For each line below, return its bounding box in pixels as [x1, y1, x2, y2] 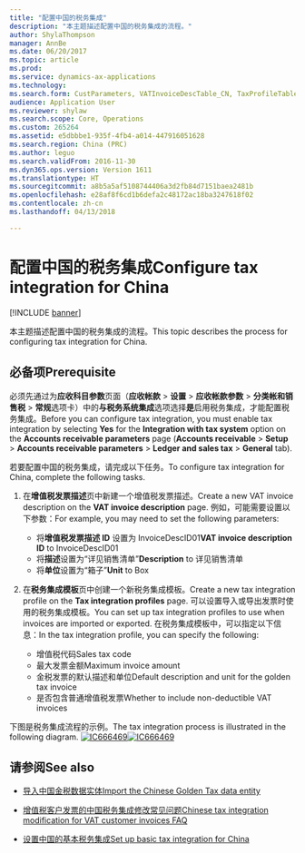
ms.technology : [9, 81, 67, 90]
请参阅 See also [9, 760, 95, 775]
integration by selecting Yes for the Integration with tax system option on [9, 423, 286, 434]
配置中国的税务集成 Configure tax [9, 257, 259, 278]
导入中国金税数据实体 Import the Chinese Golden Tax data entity [22, 786, 261, 797]
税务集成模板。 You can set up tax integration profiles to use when [38, 606, 285, 617]
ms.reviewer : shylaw [9, 106, 88, 115]
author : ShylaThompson [9, 30, 95, 39]
